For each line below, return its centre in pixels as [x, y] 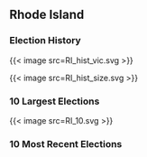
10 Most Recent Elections [66, 143]
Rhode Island [47, 15]
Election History [45, 41]
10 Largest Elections [55, 101]
